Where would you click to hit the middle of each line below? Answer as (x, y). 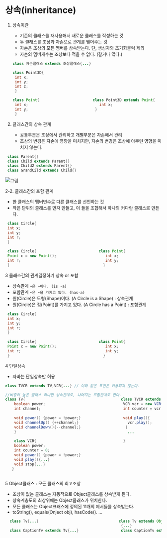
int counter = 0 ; (32, 450)
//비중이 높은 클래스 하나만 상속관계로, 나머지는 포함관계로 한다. (63, 395)
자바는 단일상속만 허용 (34, 376)
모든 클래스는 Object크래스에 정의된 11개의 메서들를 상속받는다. (73, 507)
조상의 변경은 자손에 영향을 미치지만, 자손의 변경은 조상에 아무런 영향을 (88, 141)
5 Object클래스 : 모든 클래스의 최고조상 (43, 484)
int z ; (21, 87)
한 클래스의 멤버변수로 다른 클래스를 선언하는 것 (58, 202)
